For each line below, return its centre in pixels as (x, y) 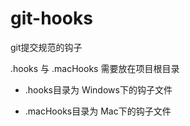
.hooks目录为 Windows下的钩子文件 (98, 89)
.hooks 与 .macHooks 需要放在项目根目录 (95, 68)
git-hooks (51, 18)
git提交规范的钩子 (46, 47)
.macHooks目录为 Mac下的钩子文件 (98, 111)
